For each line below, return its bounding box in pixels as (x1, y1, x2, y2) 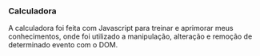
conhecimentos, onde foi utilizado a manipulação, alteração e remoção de (8, 32, 253, 41)
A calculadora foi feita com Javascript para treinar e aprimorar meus (8, 24, 234, 33)
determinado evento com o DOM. (8, 40, 118, 50)
